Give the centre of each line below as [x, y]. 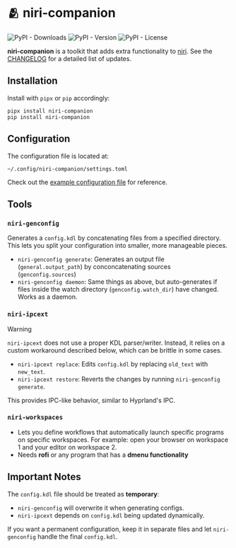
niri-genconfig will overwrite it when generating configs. [101, 508]
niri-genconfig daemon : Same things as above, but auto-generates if [117, 282]
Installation [33, 81]
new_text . [31, 371]
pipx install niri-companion [50, 111]
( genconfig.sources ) [47, 274]
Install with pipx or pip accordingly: [59, 98]
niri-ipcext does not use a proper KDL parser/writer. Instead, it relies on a [116, 343]
